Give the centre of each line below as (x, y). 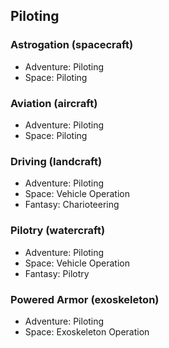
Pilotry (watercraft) (58, 231)
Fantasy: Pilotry (57, 273)
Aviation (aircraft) (54, 103)
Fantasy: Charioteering (72, 205)
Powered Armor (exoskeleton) (85, 299)
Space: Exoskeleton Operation (87, 331)
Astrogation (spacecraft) (72, 45)
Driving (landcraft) (56, 161)
